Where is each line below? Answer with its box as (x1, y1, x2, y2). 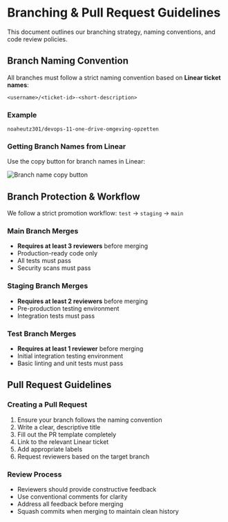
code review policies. (7, 35, 68, 43)
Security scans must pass (17, 264, 91, 272)
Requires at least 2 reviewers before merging (17, 297, 149, 305)
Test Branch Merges (7, 329, 77, 338)
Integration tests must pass (17, 311, 95, 320)
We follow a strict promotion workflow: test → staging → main (7, 209, 184, 217)
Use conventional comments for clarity (17, 492, 128, 501)
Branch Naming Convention (7, 55, 129, 67)
